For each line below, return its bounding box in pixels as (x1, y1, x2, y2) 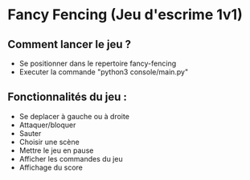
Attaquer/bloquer (18, 120, 76, 130)
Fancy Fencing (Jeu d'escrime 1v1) (7, 6, 243, 24)
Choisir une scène (18, 137, 80, 146)
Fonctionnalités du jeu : (7, 90, 128, 104)
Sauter (18, 128, 42, 138)
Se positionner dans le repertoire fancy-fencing (18, 58, 177, 68)
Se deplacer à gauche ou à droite (18, 111, 130, 121)
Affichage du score (18, 162, 84, 172)
